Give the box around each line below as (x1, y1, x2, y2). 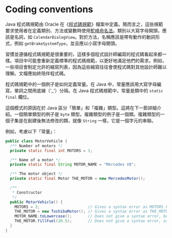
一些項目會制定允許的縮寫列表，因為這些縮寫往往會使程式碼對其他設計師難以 (5, 64, 167, 70)
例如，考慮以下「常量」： (5, 128, 57, 134)
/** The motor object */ (10, 171, 63, 177)
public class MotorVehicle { (5, 138, 68, 144)
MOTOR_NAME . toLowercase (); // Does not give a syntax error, (14, 213, 161, 219)
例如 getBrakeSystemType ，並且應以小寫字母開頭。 (14, 40, 120, 46)
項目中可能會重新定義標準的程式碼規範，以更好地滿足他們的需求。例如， (14, 57, 167, 63)
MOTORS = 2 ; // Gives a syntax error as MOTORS (14, 204, 164, 209)
